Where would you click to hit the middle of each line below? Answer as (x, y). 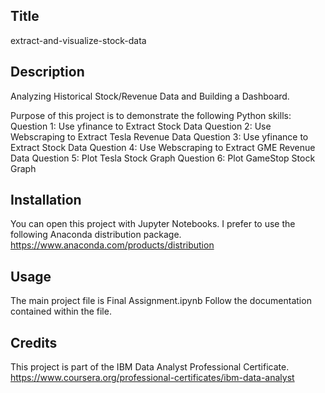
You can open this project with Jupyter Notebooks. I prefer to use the (153, 224)
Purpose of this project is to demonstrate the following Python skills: (151, 115)
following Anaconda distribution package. (96, 235)
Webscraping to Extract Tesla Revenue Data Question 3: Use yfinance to (159, 136)
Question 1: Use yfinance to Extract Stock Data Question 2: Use (141, 126)
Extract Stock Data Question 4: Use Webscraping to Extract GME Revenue (163, 147)
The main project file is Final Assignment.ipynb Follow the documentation (161, 301)
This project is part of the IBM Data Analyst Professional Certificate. (150, 367)
